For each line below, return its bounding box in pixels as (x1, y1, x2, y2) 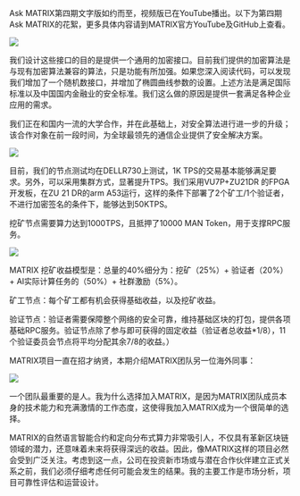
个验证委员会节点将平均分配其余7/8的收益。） (9, 336, 174, 347)
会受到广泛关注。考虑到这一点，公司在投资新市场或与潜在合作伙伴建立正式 (9, 455, 283, 465)
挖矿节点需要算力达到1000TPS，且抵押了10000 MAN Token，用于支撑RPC (9, 218, 283, 228)
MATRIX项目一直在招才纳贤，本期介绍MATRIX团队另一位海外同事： (9, 356, 256, 366)
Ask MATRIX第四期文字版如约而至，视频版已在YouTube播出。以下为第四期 (9, 8, 283, 18)
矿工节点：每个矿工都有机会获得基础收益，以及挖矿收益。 (9, 295, 221, 306)
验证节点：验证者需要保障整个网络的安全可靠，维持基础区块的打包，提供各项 (9, 314, 291, 324)
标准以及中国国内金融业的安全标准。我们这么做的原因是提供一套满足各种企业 (9, 88, 291, 98)
